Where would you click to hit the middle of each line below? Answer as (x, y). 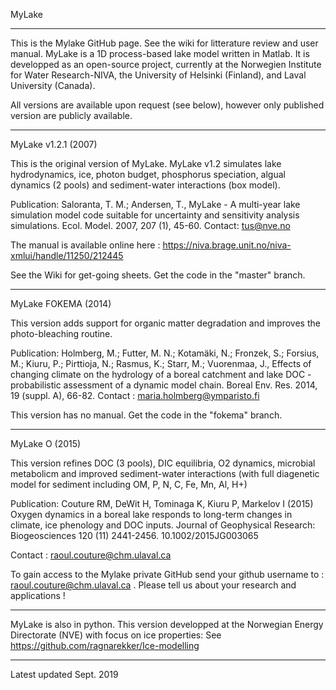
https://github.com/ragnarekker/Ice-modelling (105, 645)
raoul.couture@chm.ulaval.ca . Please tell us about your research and (153, 585)
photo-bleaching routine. (61, 333)
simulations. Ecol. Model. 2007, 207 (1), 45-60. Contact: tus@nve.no (150, 225)
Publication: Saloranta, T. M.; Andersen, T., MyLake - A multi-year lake (155, 204)
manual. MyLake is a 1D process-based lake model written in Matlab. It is (160, 53)
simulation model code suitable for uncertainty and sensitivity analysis (155, 215)
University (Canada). (53, 85)
